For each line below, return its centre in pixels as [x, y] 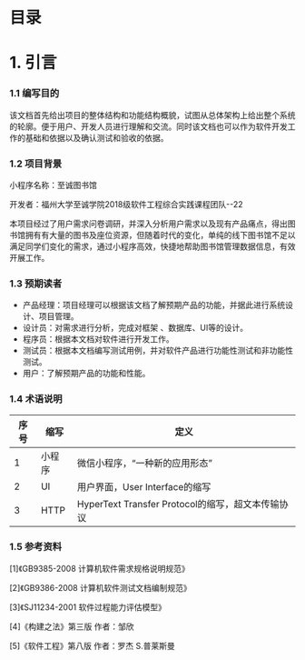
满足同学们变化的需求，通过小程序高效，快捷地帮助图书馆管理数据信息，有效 [152, 246]
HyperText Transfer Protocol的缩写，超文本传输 [178, 504]
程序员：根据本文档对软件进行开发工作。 [98, 339]
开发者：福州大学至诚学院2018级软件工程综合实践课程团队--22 [126, 204]
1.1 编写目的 [34, 94]
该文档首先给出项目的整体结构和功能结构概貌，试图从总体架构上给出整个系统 [152, 115]
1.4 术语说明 [36, 399]
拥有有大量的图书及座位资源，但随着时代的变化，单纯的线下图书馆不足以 [160, 235]
